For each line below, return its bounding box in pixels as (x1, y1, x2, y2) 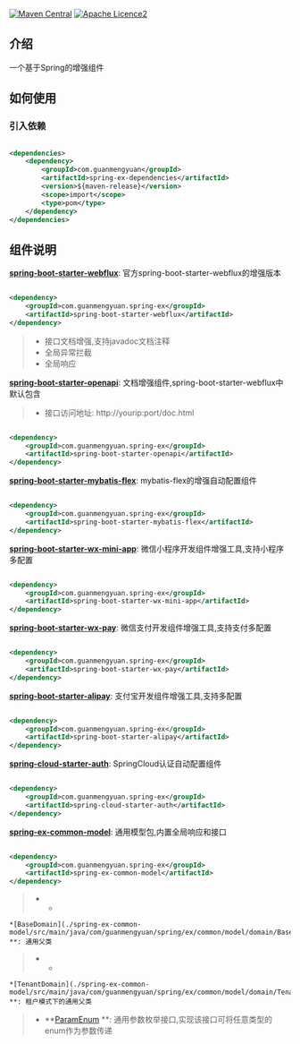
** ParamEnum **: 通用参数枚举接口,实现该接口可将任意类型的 (44, 1014, 273, 1025)
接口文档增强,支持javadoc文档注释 (44, 336, 171, 347)
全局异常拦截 (44, 347, 92, 357)
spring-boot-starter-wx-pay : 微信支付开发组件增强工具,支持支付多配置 (9, 622, 272, 633)
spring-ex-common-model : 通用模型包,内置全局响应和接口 (9, 826, 228, 837)
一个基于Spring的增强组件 (9, 62, 104, 73)
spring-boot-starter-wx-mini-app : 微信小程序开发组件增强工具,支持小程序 (9, 543, 284, 554)
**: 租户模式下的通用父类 (9, 997, 92, 1006)
